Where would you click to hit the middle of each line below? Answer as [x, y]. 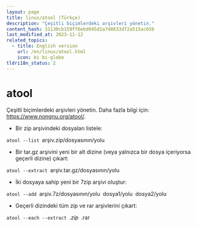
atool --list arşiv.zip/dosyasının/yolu [56, 140]
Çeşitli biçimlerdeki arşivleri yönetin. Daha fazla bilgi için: [78, 110]
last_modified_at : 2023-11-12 [45, 35]
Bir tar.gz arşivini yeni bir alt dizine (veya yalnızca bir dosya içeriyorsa [103, 152]
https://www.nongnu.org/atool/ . [46, 117]
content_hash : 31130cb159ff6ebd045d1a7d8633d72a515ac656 [80, 29]
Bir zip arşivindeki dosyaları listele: [59, 128]
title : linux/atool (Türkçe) [43, 18]
